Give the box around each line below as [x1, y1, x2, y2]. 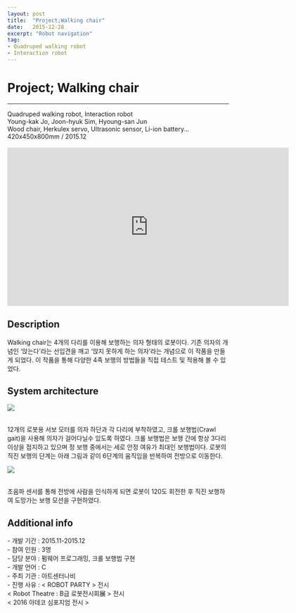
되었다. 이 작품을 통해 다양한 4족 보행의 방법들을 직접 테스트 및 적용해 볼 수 [14, 355, 219, 364]
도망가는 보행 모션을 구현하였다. [14, 496, 101, 505]
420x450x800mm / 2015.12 [7, 132, 86, 141]
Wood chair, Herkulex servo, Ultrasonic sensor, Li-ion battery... [7, 125, 190, 133]
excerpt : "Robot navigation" [7, 30, 93, 37]
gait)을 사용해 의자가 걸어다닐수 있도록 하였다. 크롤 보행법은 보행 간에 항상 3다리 [7, 434, 226, 443]
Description [7, 318, 60, 331]
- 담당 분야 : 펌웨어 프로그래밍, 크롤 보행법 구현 [7, 554, 136, 563]
